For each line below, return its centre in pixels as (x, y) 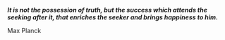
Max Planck (24, 31)
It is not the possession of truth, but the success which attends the (108, 10)
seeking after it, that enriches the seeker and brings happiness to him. (113, 17)
